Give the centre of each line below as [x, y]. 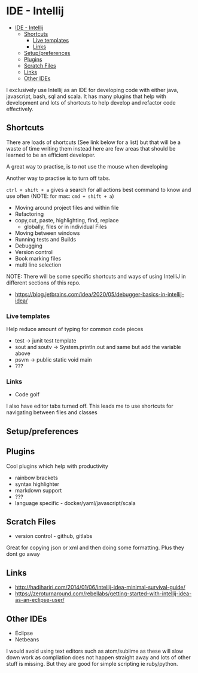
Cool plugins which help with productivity [57, 466]
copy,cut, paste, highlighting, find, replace [67, 220]
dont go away [23, 554]
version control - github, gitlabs [54, 536]
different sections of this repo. [43, 283]
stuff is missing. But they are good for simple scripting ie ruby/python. [92, 663]
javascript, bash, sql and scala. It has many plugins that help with [86, 96]
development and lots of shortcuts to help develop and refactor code [91, 102]
